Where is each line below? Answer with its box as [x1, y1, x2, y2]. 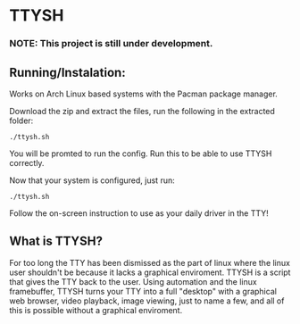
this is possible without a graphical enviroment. [9, 304, 183, 315]
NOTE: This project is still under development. [9, 37, 213, 50]
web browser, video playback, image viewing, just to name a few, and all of [9, 295, 285, 306]
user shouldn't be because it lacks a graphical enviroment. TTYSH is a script [9, 267, 291, 278]
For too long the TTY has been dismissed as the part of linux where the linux [9, 257, 290, 268]
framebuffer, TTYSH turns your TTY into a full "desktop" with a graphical [9, 286, 277, 296]
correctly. [9, 157, 45, 168]
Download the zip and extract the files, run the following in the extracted [9, 105, 275, 116]
